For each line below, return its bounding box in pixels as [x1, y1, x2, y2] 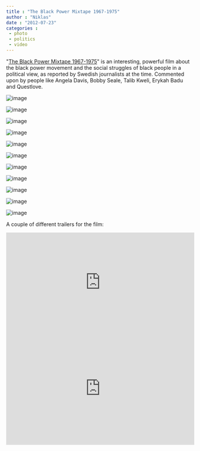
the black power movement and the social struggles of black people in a [6, 64, 182, 71]
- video [8, 42, 28, 48]
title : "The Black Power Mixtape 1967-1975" [6, 8, 120, 15]
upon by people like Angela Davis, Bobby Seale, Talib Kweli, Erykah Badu [6, 76, 183, 83]
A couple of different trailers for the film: [6, 220, 104, 228]
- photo [8, 31, 28, 37]
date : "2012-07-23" [6, 20, 57, 25]
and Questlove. [6, 83, 43, 90]
